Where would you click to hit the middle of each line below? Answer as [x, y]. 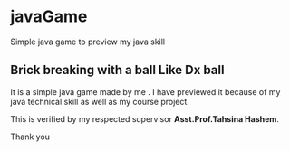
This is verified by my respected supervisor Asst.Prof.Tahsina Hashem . [145, 118]
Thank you [30, 137]
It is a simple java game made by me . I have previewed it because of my [145, 91]
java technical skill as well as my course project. [100, 101]
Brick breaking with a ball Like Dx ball [117, 70]
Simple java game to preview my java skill [88, 42]
